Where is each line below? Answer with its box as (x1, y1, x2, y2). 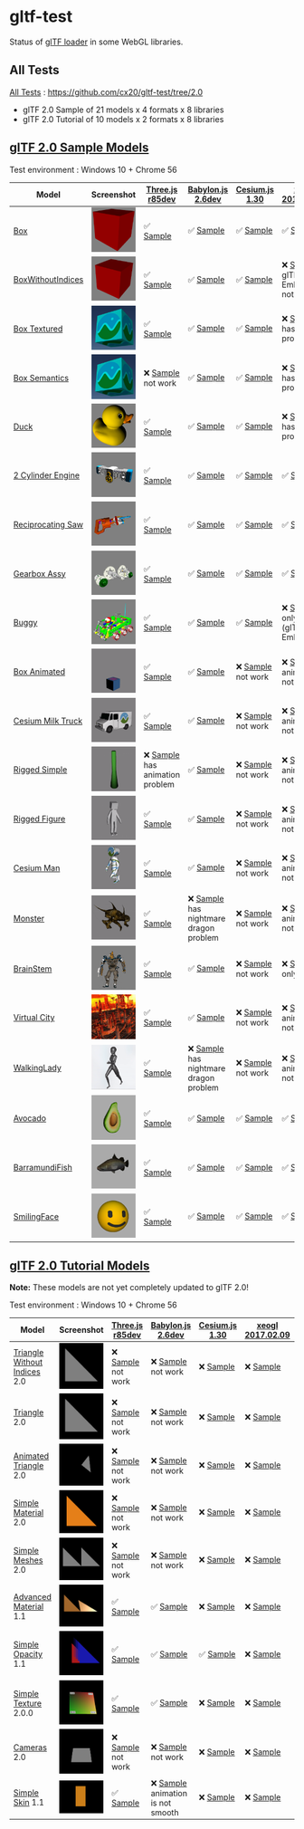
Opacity (13, 1649, 43, 1660)
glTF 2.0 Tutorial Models (9, 1258, 150, 1273)
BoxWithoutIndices (13, 274, 84, 285)
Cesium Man (13, 862, 61, 873)
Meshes (13, 1555, 43, 1566)
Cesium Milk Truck (13, 715, 83, 726)
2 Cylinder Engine (13, 470, 80, 481)
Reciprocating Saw (13, 519, 84, 531)
